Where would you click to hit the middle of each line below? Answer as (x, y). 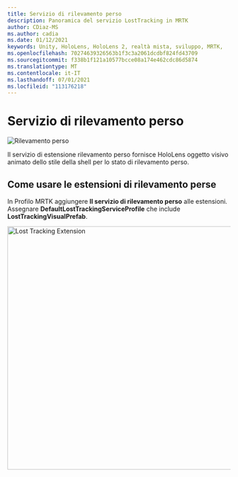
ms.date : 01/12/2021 (38, 40)
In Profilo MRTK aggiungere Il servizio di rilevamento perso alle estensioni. (118, 201)
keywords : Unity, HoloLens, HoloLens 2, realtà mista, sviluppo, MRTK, (115, 47)
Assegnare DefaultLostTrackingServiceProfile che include (94, 209)
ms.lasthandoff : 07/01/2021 (49, 80)
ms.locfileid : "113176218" (47, 86)
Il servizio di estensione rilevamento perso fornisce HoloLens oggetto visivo (118, 155)
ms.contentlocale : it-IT (44, 73)
